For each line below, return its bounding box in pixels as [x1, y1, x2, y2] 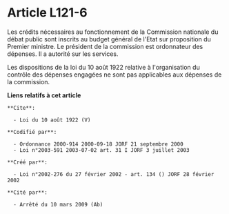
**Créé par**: [7, 159, 48, 166]
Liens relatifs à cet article [7, 91, 81, 99]
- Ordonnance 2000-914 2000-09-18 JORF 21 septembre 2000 [13, 140, 184, 148]
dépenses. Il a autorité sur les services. [7, 50, 119, 58]
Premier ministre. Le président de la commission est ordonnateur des [7, 42, 203, 50]
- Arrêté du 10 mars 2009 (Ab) [13, 201, 103, 208]
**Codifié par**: [7, 128, 57, 135]
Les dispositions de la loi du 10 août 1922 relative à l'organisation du [7, 63, 200, 71]
